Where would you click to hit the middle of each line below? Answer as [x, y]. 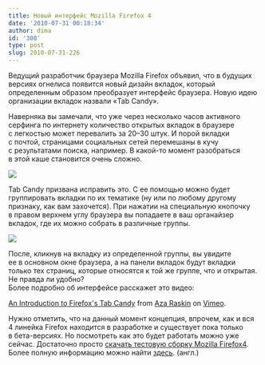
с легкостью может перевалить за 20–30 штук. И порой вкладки [119, 133]
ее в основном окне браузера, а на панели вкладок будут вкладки [122, 262]
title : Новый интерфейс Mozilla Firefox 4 [80, 16]
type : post [26, 46]
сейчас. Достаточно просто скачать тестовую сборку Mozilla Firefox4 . [129, 344]
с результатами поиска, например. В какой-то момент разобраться [125, 150]
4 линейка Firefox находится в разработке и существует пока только [126, 327]
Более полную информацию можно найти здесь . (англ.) [104, 353]
